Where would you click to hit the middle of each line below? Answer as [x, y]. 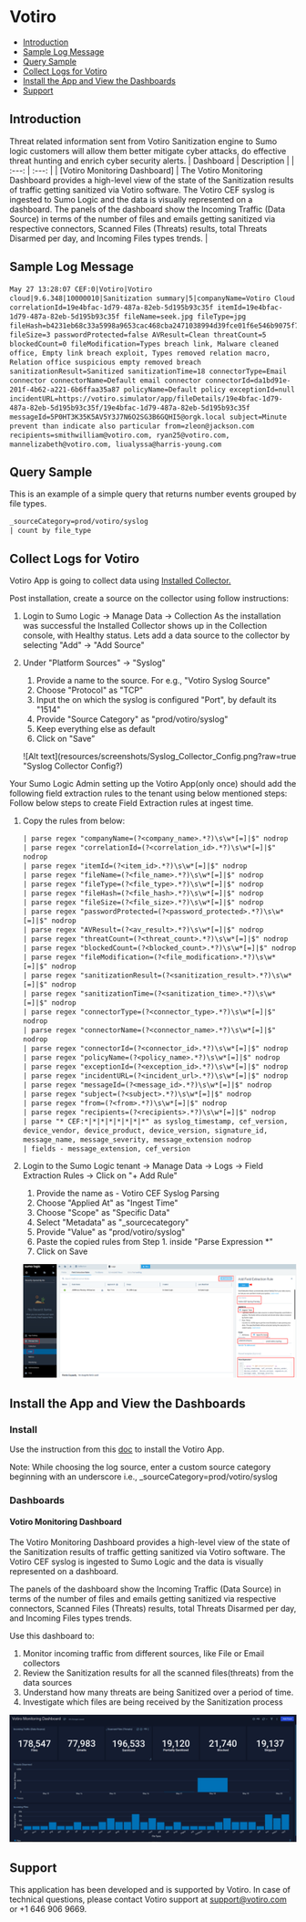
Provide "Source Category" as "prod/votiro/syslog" [132, 719]
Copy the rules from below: [74, 821]
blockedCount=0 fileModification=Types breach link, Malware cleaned [144, 344]
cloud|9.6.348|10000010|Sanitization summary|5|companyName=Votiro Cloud [153, 298]
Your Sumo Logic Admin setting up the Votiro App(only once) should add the [153, 784]
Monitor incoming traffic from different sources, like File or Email [143, 1654]
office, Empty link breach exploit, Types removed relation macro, [140, 353]
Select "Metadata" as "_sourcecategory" [112, 1222]
